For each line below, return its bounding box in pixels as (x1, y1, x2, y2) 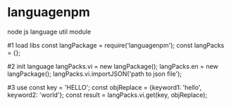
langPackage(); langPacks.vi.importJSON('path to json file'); (7, 69, 182, 78)
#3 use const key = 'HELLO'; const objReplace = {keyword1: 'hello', (7, 83, 202, 91)
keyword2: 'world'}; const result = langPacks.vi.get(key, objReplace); (7, 91, 208, 99)
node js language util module (7, 27, 92, 36)
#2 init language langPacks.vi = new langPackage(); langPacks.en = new (7, 62, 218, 70)
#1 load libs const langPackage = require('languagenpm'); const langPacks (7, 41, 225, 49)
